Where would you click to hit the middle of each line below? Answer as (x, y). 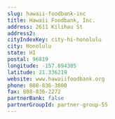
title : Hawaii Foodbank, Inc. (52, 20)
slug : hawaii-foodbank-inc (47, 14)
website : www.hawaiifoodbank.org (56, 79)
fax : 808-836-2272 (34, 92)
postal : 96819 (28, 59)
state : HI (22, 53)
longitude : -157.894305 (42, 66)
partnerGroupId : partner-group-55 (58, 105)
